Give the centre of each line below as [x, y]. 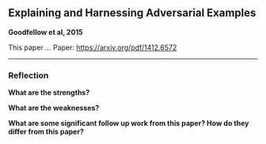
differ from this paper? [46, 132]
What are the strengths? [49, 93]
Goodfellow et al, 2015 [46, 32]
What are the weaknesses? [54, 108]
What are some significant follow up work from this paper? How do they [129, 123]
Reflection [28, 75]
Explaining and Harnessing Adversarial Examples [132, 13]
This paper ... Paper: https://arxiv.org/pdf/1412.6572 [93, 47]
